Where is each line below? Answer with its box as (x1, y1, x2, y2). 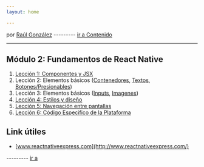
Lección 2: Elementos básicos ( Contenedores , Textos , (15, 77, 151, 84)
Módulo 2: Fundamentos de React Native (6, 54, 164, 64)
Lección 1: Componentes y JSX (15, 70, 93, 78)
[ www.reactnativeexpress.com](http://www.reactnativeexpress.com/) (15, 143, 189, 150)
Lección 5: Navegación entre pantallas (15, 103, 112, 110)
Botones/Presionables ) (15, 83, 73, 90)
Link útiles (6, 126, 47, 137)
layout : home (6, 9, 39, 15)
